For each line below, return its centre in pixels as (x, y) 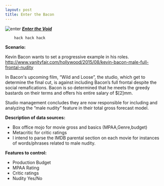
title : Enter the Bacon (30, 14)
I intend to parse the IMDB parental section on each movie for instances (86, 138)
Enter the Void (37, 28)
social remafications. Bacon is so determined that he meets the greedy (78, 87)
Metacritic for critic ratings (40, 132)
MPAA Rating (26, 168)
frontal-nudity (19, 67)
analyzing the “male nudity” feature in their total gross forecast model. (77, 108)
